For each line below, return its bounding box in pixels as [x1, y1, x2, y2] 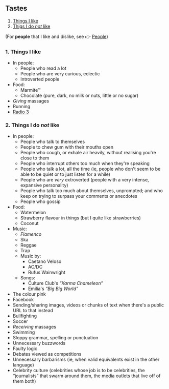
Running [12, 104, 31, 110]
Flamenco [20, 231, 42, 237]
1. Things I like [5, 48, 41, 55]
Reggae [20, 242, 37, 248]
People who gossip [20, 198, 61, 204]
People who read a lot [20, 65, 67, 71]
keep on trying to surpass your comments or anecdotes [20, 193, 138, 199]
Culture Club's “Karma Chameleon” [28, 280, 103, 286]
